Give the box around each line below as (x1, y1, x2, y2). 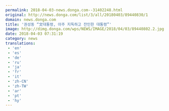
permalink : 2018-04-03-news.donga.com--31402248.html (5, 7, 123, 13)
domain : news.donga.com (5, 17, 57, 22)
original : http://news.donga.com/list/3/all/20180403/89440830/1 (5, 12, 148, 17)
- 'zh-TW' (7, 83, 29, 88)
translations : (5, 41, 36, 46)
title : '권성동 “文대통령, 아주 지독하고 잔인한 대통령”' (5, 21, 112, 27)
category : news (5, 36, 38, 41)
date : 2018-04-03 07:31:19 (5, 31, 63, 36)
